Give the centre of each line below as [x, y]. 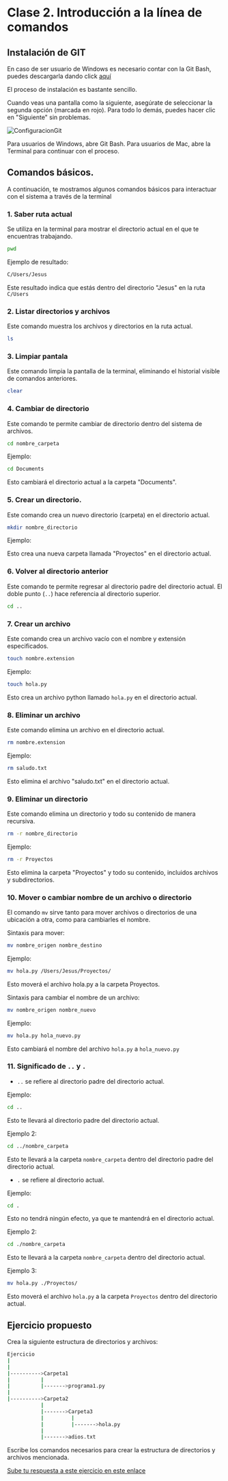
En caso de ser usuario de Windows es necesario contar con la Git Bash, [109, 69]
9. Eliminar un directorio [48, 799]
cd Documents [26, 469]
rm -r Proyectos [30, 859]
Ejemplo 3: [22, 1271]
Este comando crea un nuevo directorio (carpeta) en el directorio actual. [109, 514]
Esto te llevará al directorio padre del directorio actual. [83, 1120]
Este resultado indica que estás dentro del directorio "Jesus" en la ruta [106, 287]
